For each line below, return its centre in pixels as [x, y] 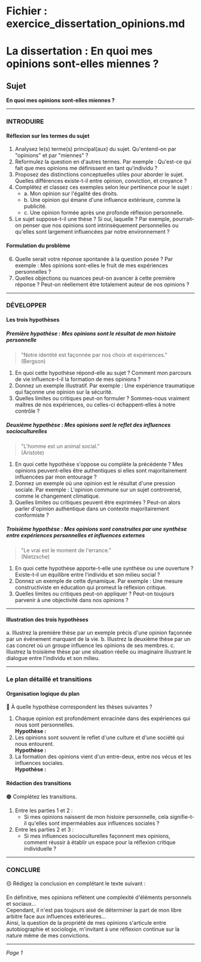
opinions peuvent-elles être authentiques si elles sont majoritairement [101, 470]
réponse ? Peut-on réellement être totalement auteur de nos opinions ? [102, 284]
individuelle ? [40, 849]
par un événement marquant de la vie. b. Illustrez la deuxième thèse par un [98, 639]
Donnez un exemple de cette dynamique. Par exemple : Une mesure [99, 581]
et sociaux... [21, 903]
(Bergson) [33, 361]
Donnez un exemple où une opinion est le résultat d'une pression [95, 483]
